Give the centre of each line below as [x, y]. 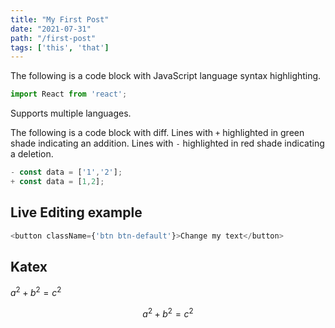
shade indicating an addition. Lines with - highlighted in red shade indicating [167, 143]
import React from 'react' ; [69, 94]
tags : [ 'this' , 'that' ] [60, 47]
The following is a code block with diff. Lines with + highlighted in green [157, 133]
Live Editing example [76, 212]
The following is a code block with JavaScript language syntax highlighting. [166, 76]
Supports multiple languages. [71, 113]
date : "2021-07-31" [51, 29]
